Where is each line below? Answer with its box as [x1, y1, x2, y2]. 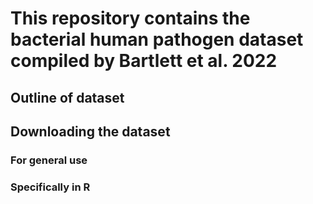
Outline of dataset [10, 89, 125, 106]
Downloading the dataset [10, 123, 171, 140]
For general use [10, 153, 88, 167]
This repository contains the [10, 7, 251, 30]
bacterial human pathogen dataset [10, 28, 304, 51]
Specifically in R [10, 180, 91, 194]
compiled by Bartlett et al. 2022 [10, 50, 278, 72]
